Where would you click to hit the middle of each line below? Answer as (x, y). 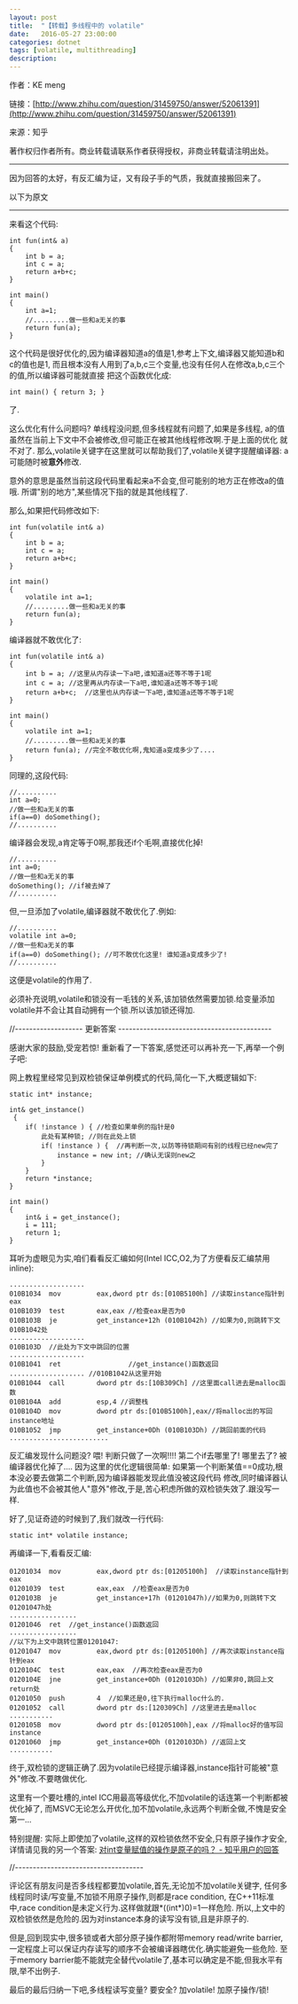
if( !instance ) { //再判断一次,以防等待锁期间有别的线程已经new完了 (160, 1146)
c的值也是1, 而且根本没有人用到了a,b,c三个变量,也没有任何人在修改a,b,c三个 (147, 364)
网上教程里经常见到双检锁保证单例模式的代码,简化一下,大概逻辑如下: (133, 1077)
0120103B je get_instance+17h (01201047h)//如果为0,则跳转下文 (143, 1598)
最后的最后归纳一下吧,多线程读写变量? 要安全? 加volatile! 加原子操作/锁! (139, 1990)
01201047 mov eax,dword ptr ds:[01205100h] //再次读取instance (144, 1651)
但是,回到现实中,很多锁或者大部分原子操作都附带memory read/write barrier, (146, 1937)
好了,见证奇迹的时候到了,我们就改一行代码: (86, 1519)
